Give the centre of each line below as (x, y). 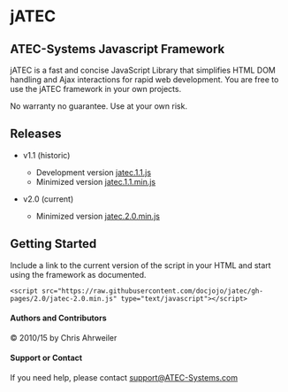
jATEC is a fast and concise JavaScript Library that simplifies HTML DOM (143, 70)
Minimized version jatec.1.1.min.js (96, 181)
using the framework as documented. (78, 274)
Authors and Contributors (58, 318)
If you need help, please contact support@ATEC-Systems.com (124, 378)
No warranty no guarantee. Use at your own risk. (99, 106)
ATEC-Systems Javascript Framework (117, 49)
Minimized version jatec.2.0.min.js (98, 216)
